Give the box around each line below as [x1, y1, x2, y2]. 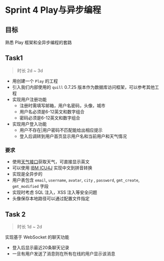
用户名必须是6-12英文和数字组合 [19, 108, 85, 114]
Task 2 [5, 210, 26, 218]
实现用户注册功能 [12, 96, 47, 102]
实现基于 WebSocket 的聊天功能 [5, 234, 70, 240]
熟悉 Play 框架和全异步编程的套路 [5, 40, 72, 45]
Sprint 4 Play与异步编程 [5, 4, 101, 16]
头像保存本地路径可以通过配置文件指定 [12, 196, 90, 202]
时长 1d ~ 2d [17, 224, 43, 230]
